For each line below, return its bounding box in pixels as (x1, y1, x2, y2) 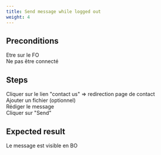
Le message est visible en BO (6, 142, 78, 149)
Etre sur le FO (6, 51, 39, 59)
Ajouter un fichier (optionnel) (6, 97, 76, 104)
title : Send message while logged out (6, 8, 101, 15)
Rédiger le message (6, 103, 55, 110)
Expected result (6, 126, 66, 136)
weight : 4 (6, 14, 31, 20)
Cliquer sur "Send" (6, 110, 52, 117)
